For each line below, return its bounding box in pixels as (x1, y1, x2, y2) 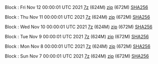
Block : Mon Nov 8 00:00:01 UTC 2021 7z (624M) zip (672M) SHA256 (5, 43, 151, 49)
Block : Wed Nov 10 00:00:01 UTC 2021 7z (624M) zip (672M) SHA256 (5, 24, 153, 30)
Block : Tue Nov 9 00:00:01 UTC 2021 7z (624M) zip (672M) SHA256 (5, 34, 149, 39)
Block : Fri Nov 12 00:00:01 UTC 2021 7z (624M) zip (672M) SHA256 (5, 5, 148, 10)
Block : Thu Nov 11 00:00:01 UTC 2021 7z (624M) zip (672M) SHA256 (5, 14, 150, 20)
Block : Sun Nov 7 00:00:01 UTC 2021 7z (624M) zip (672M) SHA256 (5, 53, 149, 59)
